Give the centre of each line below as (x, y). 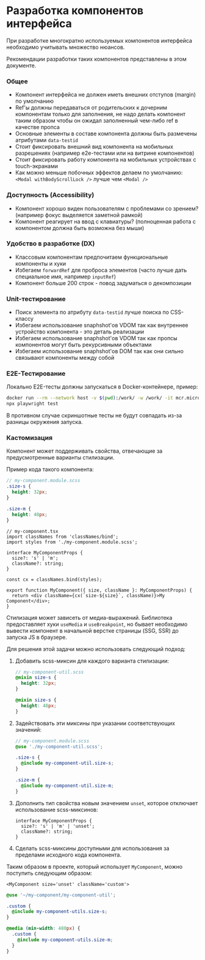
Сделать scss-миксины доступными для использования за (92, 848)
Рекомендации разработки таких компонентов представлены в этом (97, 59)
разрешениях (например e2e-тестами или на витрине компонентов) (105, 153)
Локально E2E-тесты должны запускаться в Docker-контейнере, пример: (102, 387)
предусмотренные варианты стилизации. (60, 458)
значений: (28, 729)
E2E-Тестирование (36, 374)
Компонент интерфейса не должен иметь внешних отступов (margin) (106, 95)
